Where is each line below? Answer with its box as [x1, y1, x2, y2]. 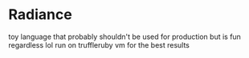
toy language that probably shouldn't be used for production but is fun [8, 32, 241, 41]
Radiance [8, 6, 72, 24]
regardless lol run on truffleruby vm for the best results [8, 40, 190, 49]
